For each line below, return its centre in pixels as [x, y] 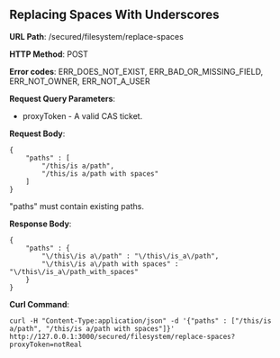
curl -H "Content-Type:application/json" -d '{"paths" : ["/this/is [140, 321]
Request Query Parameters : [62, 98]
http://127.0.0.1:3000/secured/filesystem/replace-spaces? [122, 336]
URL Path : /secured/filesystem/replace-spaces [97, 36]
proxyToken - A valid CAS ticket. [82, 115]
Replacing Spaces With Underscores [114, 15]
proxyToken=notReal [46, 344]
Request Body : [37, 133]
